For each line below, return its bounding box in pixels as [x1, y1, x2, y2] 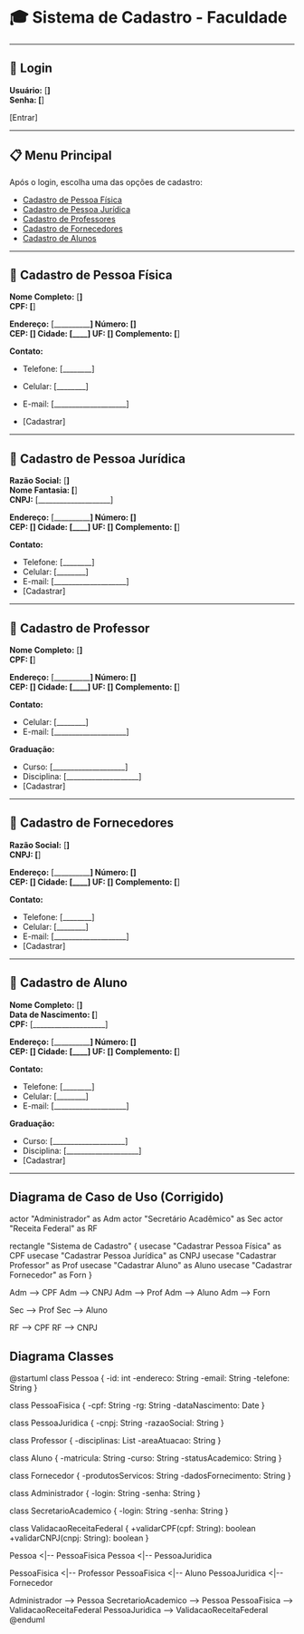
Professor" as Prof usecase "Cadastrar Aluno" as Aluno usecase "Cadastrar [9, 1260, 292, 1271]
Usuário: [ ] [9, 84, 52, 95]
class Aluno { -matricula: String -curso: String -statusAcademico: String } [9, 1453, 282, 1463]
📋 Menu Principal [9, 148, 112, 163]
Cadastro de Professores [22, 213, 116, 224]
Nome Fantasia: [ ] [9, 484, 78, 495]
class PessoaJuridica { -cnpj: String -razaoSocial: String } [9, 1417, 224, 1429]
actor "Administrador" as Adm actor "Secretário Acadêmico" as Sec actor [9, 1213, 283, 1225]
